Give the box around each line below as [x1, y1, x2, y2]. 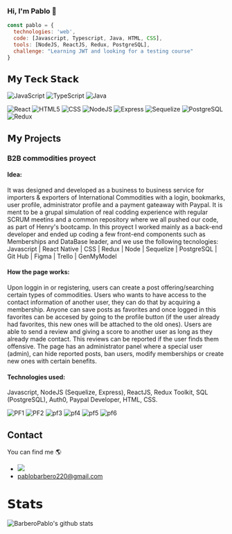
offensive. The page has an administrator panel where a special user [7, 342, 203, 350]
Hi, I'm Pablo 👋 [7, 6, 57, 16]
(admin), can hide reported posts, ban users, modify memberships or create [7, 350, 224, 358]
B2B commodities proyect [7, 153, 96, 163]
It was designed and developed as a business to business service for [7, 186, 204, 194]
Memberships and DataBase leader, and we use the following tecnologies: [7, 237, 219, 245]
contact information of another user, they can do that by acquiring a [7, 298, 201, 307]
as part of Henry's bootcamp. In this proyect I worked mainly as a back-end [7, 222, 223, 231]
